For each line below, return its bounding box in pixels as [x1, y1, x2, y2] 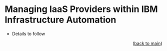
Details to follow [11, 30, 45, 36]
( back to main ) [132, 40, 162, 46]
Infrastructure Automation [4, 14, 116, 25]
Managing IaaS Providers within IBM [4, 3, 158, 15]
